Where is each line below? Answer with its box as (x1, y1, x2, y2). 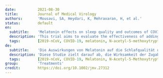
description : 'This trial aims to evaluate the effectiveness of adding (9, 34, 160, 39)
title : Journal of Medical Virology (5, 12, 97, 16)
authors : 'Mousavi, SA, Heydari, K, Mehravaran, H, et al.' (5, 16, 142, 21)
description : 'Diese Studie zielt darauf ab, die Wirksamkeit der (9, 52, 147, 57)
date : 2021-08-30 (5, 7, 60, 12)
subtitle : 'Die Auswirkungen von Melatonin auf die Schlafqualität (9, 47, 155, 52)
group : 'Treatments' (5, 61, 64, 66)
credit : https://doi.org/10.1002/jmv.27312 (5, 66, 110, 71)
